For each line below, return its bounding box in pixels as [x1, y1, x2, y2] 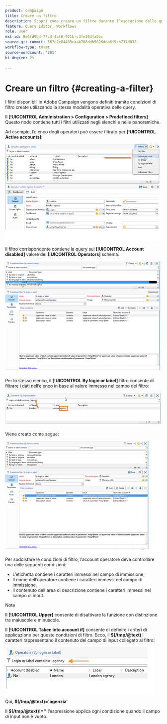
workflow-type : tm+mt [5, 45, 50, 50]
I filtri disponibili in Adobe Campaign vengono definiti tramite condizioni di [5, 99, 157, 105]
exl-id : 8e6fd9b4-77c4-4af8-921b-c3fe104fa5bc [5, 34, 103, 39]
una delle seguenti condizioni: [5, 562, 67, 568]
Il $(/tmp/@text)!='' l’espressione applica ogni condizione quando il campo [5, 708, 160, 714]
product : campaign [5, 8, 43, 13]
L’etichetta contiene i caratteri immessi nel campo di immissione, [12, 571, 145, 577]
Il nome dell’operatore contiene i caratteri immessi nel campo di [12, 577, 143, 583]
